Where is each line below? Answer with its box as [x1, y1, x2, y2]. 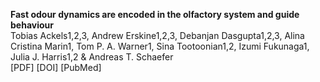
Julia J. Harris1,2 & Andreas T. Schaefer [10, 51, 174, 63]
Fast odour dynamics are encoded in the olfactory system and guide [10, 9, 300, 20]
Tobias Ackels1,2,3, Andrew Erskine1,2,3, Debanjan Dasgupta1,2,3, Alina [10, 30, 305, 41]
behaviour [10, 19, 54, 31]
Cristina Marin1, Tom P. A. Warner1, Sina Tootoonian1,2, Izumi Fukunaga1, [10, 40, 310, 52]
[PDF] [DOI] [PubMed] [10, 62, 102, 73]
